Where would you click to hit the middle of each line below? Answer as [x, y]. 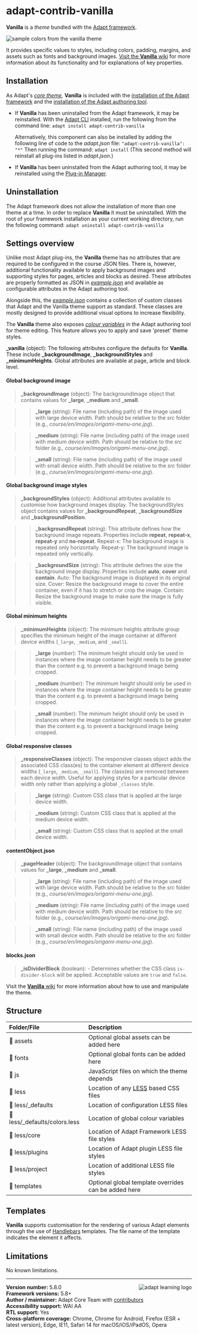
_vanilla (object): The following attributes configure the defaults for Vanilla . [97, 348]
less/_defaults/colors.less [44, 1122]
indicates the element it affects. [44, 1238]
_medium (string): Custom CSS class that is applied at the [105, 813]
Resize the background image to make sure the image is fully [109, 596]
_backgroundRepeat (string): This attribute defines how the [108, 528]
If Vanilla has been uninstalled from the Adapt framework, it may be [97, 113]
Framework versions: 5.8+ [39, 1294]
